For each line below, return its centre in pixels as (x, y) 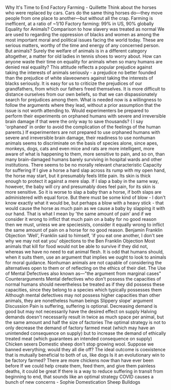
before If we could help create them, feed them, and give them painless (80, 366)
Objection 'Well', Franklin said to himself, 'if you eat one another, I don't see (84, 235)
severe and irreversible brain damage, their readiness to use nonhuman (80, 138)
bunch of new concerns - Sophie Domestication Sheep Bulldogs (73, 382)
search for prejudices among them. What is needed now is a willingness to (83, 100)
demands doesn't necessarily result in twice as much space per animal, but (85, 317)
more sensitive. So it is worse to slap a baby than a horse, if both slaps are (83, 192)
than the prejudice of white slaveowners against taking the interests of (79, 78)
